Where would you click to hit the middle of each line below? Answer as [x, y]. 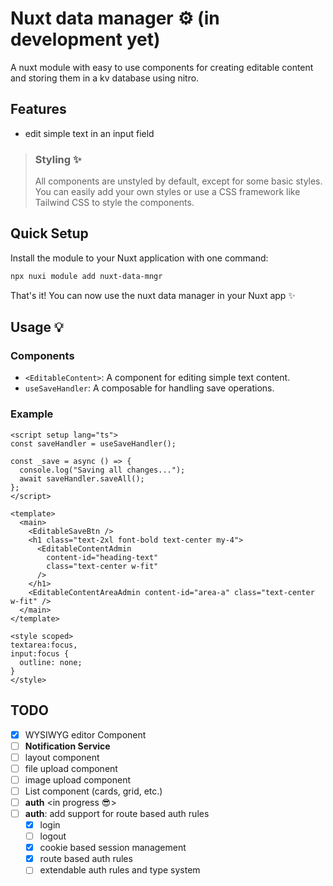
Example [32, 414]
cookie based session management [113, 848]
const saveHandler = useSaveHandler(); [93, 443]
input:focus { [40, 653]
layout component [62, 757]
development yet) [85, 39]
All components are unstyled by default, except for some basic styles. [178, 181]
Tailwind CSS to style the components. [114, 203]
